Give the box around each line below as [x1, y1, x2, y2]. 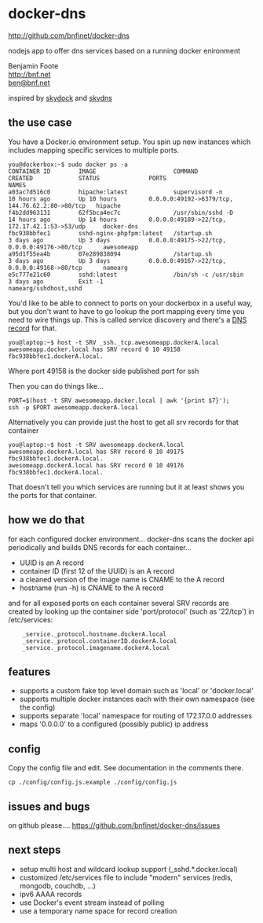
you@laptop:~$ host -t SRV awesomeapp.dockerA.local [8, 441, 184, 449]
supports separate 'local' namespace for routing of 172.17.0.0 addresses [19, 711, 253, 721]
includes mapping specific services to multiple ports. [8, 145, 179, 154]
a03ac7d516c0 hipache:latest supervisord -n [8, 188, 223, 196]
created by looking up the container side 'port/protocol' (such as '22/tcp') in [8, 607, 255, 616]
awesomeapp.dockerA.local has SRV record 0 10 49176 [8, 461, 184, 469]
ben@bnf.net [8, 78, 50, 87]
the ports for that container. [8, 490, 97, 500]
